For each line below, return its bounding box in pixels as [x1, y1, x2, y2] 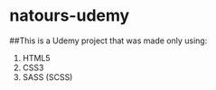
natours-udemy [9, 5, 130, 26]
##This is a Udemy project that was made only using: [9, 35, 208, 46]
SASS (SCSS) [22, 71, 73, 82]
